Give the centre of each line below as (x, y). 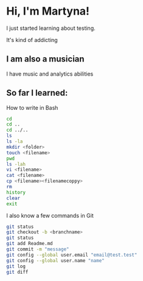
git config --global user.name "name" (55, 260)
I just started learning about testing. (51, 28)
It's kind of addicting (32, 40)
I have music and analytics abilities (50, 74)
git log (16, 266)
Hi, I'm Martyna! (48, 11)
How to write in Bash (32, 107)
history (16, 192)
